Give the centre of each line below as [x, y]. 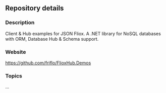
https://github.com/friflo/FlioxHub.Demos [48, 63]
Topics [14, 76]
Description [20, 23]
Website [16, 52]
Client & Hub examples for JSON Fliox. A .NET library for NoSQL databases [83, 33]
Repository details [35, 8]
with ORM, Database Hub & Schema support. [52, 39]
